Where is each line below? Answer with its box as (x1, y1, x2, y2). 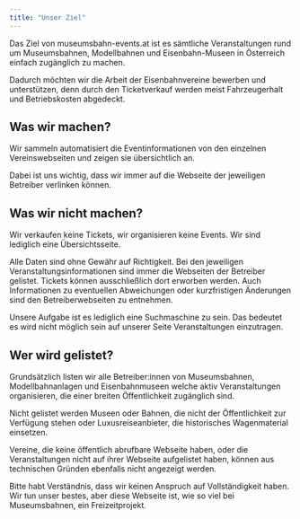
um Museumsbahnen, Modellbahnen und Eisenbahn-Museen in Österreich (9, 47, 286, 58)
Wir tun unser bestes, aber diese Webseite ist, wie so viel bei (9, 490, 235, 501)
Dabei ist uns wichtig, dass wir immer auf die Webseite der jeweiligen (9, 170, 266, 180)
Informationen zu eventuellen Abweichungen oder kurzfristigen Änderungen (9, 285, 292, 296)
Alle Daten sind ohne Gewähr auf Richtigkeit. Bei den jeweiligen (9, 257, 244, 268)
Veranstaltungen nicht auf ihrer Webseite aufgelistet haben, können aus (9, 454, 275, 465)
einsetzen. (9, 427, 48, 438)
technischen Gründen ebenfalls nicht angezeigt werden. (9, 463, 217, 474)
